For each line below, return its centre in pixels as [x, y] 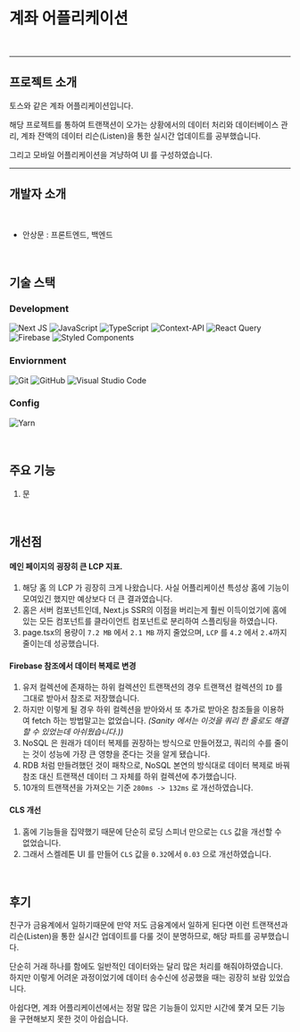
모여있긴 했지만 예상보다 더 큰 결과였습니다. [97, 599]
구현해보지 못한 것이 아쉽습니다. [73, 1019]
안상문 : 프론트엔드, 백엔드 [67, 234]
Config [25, 403]
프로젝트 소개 [43, 83]
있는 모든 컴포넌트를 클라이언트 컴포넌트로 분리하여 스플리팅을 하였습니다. [150, 621]
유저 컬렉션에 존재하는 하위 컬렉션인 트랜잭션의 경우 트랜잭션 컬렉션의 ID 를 [152, 687]
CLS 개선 [25, 810]
